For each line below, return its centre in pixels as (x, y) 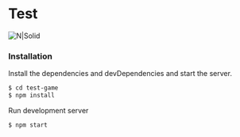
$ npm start (28, 125)
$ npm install (32, 96)
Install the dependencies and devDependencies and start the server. (120, 74)
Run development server (48, 110)
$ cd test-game (33, 88)
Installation (31, 56)
